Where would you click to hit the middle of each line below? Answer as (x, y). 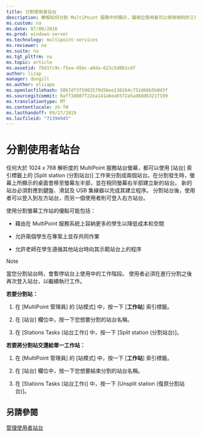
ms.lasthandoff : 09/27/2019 (41, 113)
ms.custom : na (24, 23)
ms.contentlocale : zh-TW (37, 107)
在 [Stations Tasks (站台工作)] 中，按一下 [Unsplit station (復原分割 (97, 384)
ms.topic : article (29, 62)
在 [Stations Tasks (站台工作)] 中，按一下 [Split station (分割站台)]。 (98, 333)
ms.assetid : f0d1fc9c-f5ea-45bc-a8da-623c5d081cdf (71, 68)
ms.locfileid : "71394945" (38, 118)
